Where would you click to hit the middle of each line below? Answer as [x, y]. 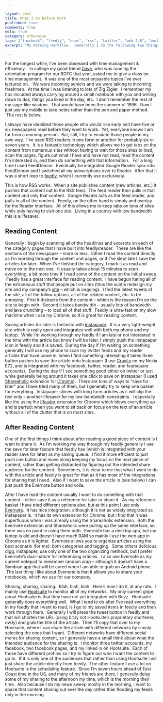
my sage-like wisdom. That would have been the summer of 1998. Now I [78, 104]
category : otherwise [26, 36]
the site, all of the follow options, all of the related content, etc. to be [73, 294]
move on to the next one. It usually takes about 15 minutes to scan [72, 269]
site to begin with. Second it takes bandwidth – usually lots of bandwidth [78, 305]
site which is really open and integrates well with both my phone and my [77, 330]
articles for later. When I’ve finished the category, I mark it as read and [76, 263]
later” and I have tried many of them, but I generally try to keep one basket [79, 386]
